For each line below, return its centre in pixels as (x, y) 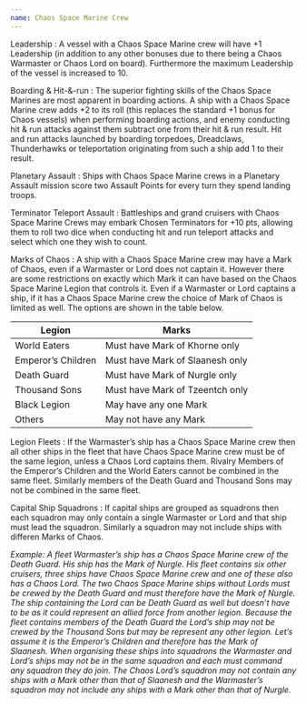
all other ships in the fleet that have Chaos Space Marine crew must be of (148, 451)
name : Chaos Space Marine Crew (69, 18)
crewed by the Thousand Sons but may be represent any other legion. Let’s (152, 631)
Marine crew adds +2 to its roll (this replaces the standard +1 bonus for (143, 109)
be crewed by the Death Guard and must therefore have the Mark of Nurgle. (153, 593)
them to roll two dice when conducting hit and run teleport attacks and (142, 232)
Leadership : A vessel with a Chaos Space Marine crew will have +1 (136, 44)
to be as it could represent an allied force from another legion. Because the (152, 612)
